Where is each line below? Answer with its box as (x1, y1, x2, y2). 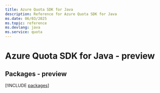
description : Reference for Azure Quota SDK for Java (5, 12, 117, 16)
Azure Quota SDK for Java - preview (5, 50, 155, 62)
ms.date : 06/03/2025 (5, 16, 47, 21)
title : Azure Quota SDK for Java (5, 7, 73, 12)
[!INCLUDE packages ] (5, 83, 49, 88)
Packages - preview (5, 70, 67, 78)
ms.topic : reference (5, 20, 47, 26)
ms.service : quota (5, 30, 43, 34)
